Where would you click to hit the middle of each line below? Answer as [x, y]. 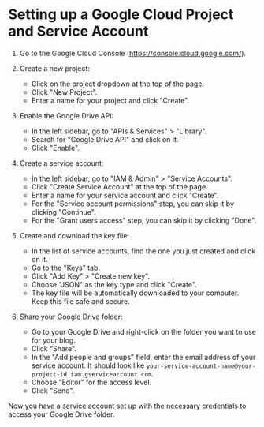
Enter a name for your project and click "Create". [110, 100]
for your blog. [54, 340]
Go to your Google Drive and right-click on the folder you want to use [143, 331]
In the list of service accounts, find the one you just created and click [143, 251]
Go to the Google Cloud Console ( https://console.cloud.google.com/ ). [133, 53]
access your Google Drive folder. [61, 414]
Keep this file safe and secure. [80, 301]
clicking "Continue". [63, 212]
